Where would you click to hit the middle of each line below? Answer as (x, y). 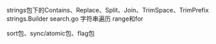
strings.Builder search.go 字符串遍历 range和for (75, 19)
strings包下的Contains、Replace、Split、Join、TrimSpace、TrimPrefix (108, 10)
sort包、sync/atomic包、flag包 (51, 33)
